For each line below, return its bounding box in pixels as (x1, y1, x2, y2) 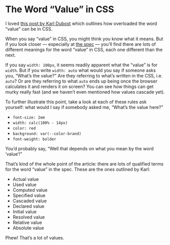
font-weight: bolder (12, 137, 56, 142)
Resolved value (12, 214, 45, 220)
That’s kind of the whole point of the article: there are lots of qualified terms (5, 160, 164, 167)
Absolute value (12, 225, 44, 231)
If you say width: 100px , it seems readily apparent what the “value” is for (5, 62, 158, 68)
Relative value (12, 219, 42, 225)
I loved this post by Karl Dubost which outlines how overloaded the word (5, 20, 157, 26)
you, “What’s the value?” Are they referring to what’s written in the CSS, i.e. (5, 72, 163, 78)
